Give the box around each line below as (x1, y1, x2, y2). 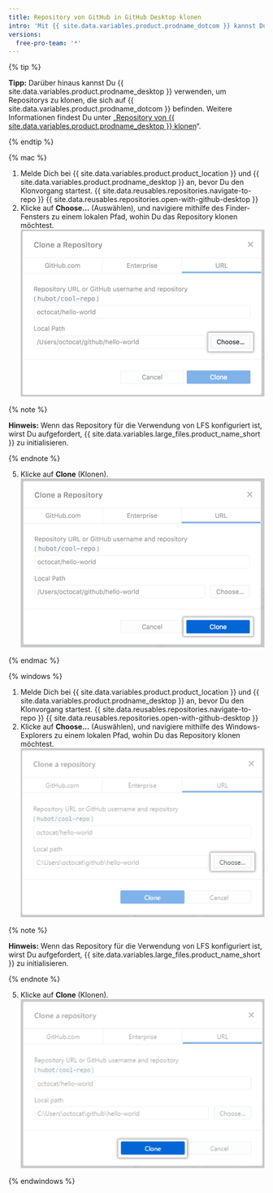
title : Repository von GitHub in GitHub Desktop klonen (8, 13, 201, 21)
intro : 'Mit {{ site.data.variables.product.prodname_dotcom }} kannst (8, 21, 256, 30)
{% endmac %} (8, 656, 60, 665)
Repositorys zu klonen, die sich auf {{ (8, 95, 134, 105)
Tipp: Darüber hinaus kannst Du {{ (8, 78, 124, 88)
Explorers (19, 730, 53, 740)
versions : (8, 30, 42, 38)
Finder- (225, 204, 250, 213)
